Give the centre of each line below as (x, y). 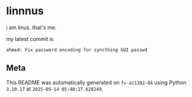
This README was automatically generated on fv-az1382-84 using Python (96, 82)
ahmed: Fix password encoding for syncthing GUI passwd (77, 50)
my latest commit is (30, 39)
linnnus (25, 11)
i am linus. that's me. (32, 27)
